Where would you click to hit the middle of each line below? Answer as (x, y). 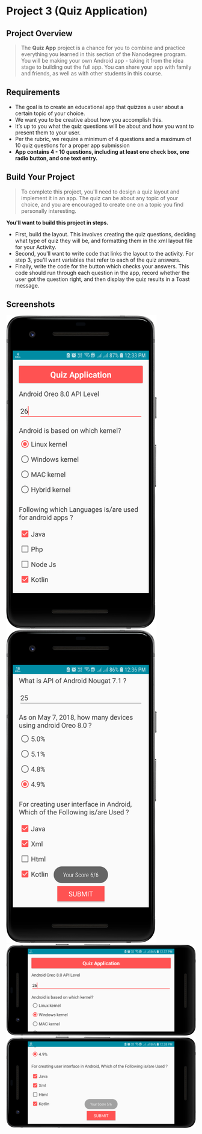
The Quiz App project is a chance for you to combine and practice (103, 48)
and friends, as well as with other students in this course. (92, 73)
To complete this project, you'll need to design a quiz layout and (100, 192)
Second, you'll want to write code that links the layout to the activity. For (104, 253)
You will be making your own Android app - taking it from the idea (102, 61)
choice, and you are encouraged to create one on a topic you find (102, 204)
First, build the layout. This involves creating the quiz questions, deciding (105, 234)
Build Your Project (41, 177)
